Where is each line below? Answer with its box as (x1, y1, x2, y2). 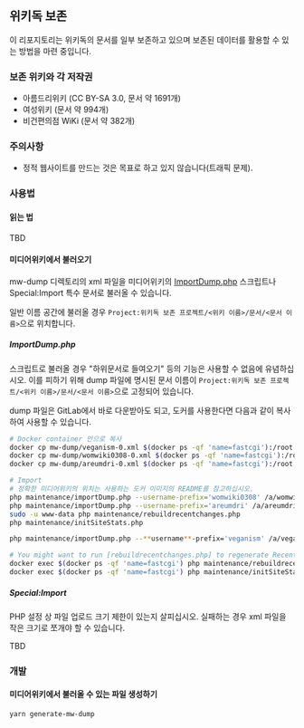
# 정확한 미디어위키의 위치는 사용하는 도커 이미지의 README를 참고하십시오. (9, 484, 254, 493)
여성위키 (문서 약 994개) (22, 104, 109, 115)
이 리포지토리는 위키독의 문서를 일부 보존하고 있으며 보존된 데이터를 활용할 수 (9, 34, 280, 45)
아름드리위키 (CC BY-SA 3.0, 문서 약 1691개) (22, 93, 181, 104)
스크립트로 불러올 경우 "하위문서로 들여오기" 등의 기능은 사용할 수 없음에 (9, 363, 263, 374)
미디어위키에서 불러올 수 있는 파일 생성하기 (9, 689, 158, 700)
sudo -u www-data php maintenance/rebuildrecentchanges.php (9, 510, 242, 519)
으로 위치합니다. (19, 318, 76, 329)
